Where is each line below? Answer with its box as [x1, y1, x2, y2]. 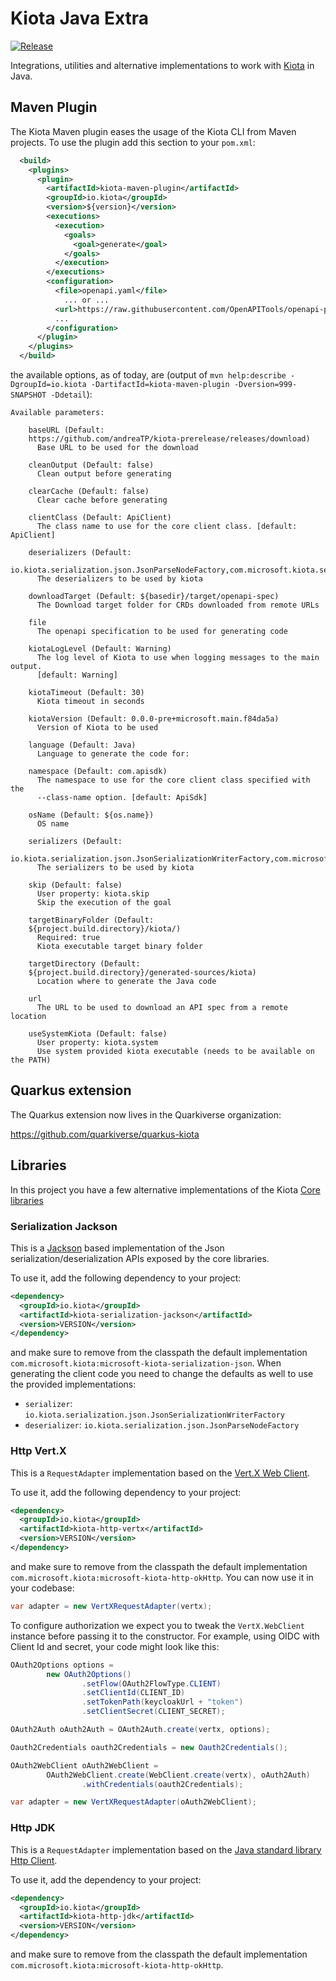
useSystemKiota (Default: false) [28, 1029, 168, 1039]
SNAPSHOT [10, 390, 47, 400]
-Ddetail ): [50, 388, 93, 400]
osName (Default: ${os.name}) [28, 810, 155, 820]
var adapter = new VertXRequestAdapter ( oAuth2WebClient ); [10, 1797, 257, 1807]
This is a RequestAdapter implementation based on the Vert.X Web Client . [10, 1467, 311, 1479]
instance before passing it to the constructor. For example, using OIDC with [10, 1630, 320, 1642]
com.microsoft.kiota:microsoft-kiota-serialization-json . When [10, 1357, 282, 1369]
